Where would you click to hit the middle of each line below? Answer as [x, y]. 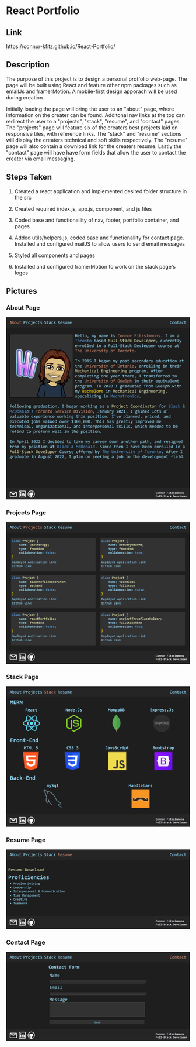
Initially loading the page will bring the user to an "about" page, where [90, 109]
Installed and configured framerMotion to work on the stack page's [95, 266]
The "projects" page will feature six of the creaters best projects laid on [92, 128]
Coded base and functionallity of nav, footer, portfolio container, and [97, 220]
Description [28, 65]
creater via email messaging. [41, 159]
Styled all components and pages [55, 255]
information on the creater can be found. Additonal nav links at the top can [95, 115]
